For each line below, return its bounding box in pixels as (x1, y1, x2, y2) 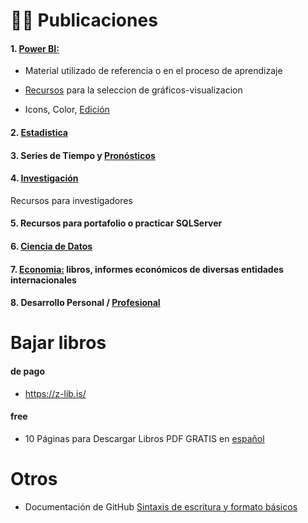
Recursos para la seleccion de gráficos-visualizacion (24, 84, 243, 96)
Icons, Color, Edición (24, 104, 110, 116)
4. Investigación (10, 172, 79, 184)
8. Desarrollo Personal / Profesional (10, 297, 161, 309)
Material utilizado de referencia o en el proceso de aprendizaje (24, 65, 283, 77)
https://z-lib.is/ (24, 387, 87, 399)
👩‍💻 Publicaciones (10, 9, 158, 32)
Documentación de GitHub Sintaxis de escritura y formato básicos (24, 500, 298, 513)
